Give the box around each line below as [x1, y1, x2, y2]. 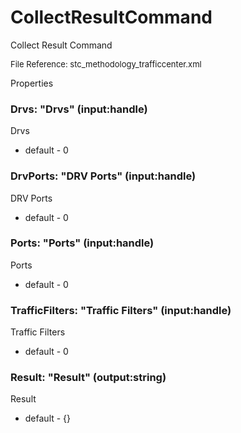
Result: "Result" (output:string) [10, 371, 167, 385]
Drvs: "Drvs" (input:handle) [10, 102, 148, 116]
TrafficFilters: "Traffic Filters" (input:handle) [10, 303, 232, 317]
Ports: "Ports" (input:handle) [10, 236, 155, 250]
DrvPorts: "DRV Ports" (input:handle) [10, 169, 197, 183]
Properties [10, 77, 54, 89]
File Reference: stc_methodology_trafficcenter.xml [10, 58, 202, 70]
